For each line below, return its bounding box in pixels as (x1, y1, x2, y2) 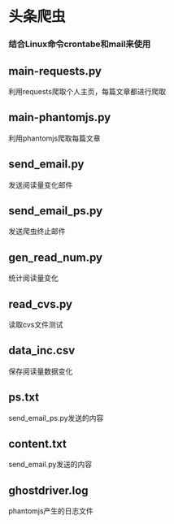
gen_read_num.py (8, 250, 103, 264)
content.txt (8, 437, 67, 451)
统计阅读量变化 (8, 273, 59, 283)
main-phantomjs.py (8, 110, 111, 124)
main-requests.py (8, 64, 102, 78)
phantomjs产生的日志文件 (8, 506, 94, 516)
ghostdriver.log (8, 483, 89, 497)
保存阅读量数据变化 (8, 366, 73, 376)
